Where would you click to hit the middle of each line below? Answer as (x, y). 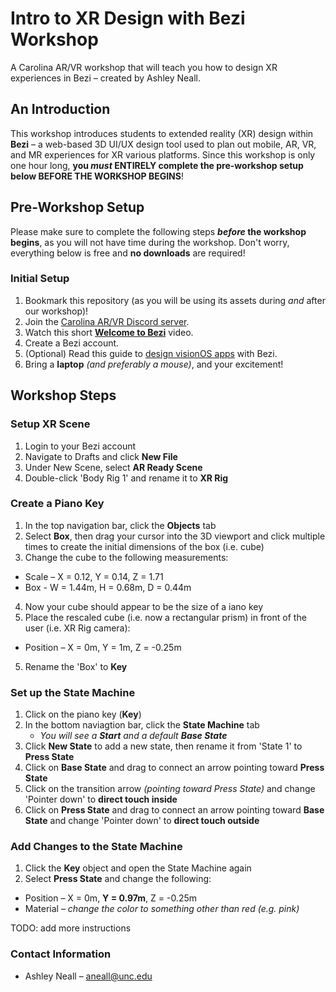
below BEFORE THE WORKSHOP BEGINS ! (97, 176)
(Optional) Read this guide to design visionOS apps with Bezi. (151, 353)
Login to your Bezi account (80, 446)
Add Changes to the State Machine (96, 847)
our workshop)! (56, 311)
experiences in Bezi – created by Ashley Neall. (106, 78)
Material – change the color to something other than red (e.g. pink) (162, 909)
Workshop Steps (63, 395)
